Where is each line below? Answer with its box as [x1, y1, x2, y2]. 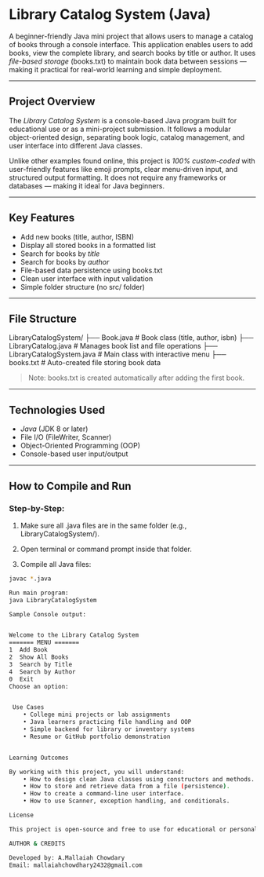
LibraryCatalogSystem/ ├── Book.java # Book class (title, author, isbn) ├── [9, 333, 254, 342]
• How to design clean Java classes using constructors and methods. [23, 775, 255, 783]
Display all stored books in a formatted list [20, 240, 156, 250]
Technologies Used [9, 403, 105, 417]
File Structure [9, 312, 77, 325]
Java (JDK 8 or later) [20, 424, 89, 433]
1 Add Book [9, 646, 48, 654]
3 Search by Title [9, 660, 73, 668]
